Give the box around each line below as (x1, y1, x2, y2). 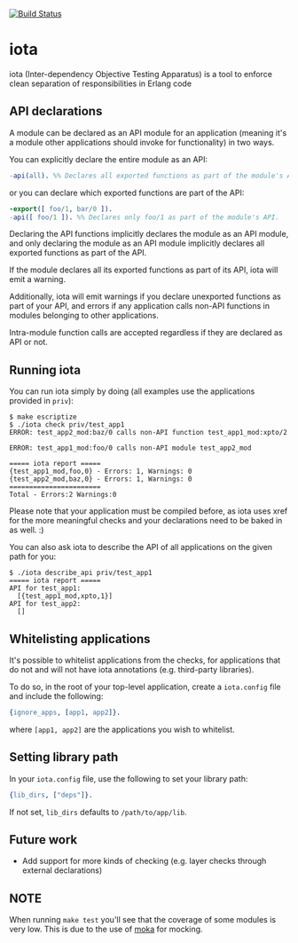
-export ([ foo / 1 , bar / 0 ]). (9, 204, 114, 213)
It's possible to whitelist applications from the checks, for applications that (9, 655, 281, 665)
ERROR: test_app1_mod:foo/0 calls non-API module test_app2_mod (9, 444, 252, 452)
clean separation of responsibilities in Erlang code (9, 78, 192, 89)
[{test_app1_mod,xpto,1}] (17, 592, 114, 601)
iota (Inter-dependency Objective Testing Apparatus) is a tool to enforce (9, 68, 273, 79)
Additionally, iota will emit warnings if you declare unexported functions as (9, 291, 281, 302)
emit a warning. (9, 274, 67, 285)
